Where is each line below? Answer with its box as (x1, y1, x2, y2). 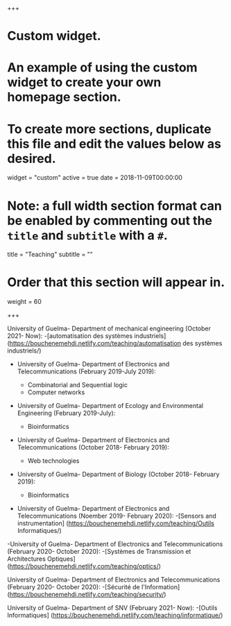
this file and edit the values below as (7, 136, 222, 151)
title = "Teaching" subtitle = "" (7, 251, 94, 259)
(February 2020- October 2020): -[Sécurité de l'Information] (7, 583, 180, 591)
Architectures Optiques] (7, 555, 76, 563)
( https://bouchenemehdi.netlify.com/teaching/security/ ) (7, 591, 166, 599)
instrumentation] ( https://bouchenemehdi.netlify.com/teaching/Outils (17, 519, 215, 527)
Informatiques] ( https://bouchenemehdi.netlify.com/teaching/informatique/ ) (7, 611, 223, 620)
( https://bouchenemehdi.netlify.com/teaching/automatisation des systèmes (7, 339, 223, 348)
